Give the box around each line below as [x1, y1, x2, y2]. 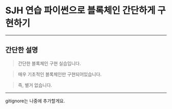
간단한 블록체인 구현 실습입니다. [17, 60, 81, 67]
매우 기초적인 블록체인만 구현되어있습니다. [17, 71, 102, 77]
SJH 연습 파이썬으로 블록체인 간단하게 [5, 5, 156, 16]
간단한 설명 [5, 46, 38, 54]
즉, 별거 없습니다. [17, 82, 52, 88]
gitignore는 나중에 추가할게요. [5, 98, 66, 104]
